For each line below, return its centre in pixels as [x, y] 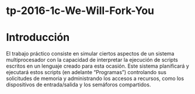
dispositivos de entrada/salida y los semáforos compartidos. [79, 85]
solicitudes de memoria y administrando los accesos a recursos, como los [95, 79]
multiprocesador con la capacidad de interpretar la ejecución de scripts [92, 60]
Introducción [38, 38]
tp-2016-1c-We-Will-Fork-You [80, 11]
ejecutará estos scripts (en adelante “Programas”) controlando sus [86, 72]
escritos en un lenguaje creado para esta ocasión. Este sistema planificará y [98, 66]
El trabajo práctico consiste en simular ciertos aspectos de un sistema [90, 54]
